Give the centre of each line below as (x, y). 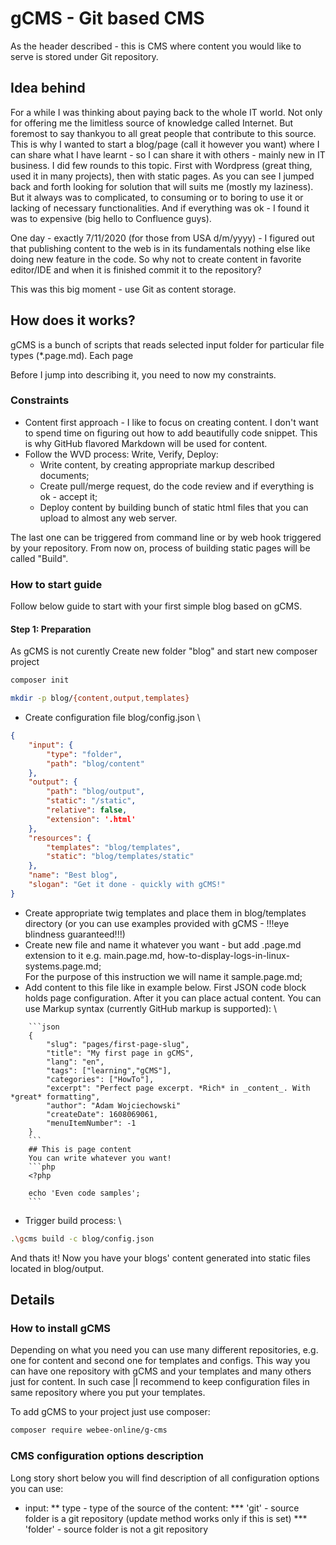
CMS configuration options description (107, 1456)
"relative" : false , (87, 810)
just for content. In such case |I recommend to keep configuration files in (160, 1382)
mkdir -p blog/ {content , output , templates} (100, 698)
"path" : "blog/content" (95, 763)
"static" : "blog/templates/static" (120, 857)
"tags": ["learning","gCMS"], (109, 1070)
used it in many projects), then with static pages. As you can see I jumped (162, 176)
